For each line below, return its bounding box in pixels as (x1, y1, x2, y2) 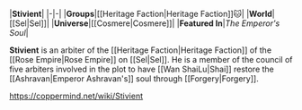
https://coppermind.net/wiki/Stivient (9, 90, 144, 101)
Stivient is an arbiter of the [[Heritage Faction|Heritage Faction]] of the (9, 45, 272, 55)
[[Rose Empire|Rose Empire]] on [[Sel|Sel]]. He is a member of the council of (9, 55, 294, 64)
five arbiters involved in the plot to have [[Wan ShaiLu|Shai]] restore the (9, 63, 274, 74)
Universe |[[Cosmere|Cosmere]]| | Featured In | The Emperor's (53, 18, 280, 29)
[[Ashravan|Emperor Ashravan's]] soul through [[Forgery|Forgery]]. (9, 73, 259, 84)
